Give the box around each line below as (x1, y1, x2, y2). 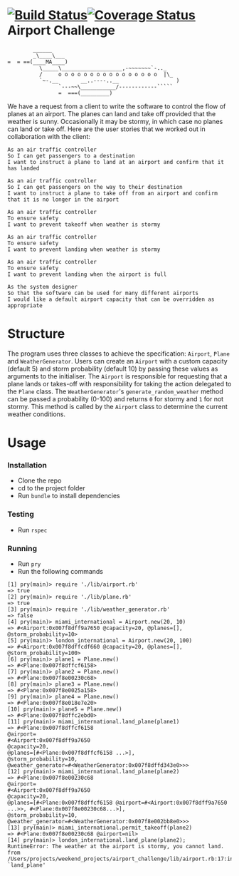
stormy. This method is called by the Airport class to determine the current (7, 402, 228, 411)
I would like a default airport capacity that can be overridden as (7, 296, 215, 303)
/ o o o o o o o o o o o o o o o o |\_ (38, 71, 174, 78)
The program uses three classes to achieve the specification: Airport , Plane (7, 349, 230, 358)
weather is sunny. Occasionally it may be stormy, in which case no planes (7, 117, 223, 125)
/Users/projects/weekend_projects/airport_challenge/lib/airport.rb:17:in (7, 855, 234, 862)
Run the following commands (17, 567, 103, 575)
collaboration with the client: (7, 132, 91, 140)
